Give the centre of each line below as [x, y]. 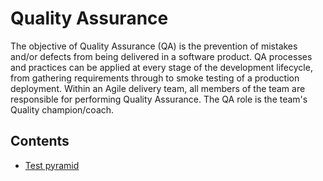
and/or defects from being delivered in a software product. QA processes [161, 56]
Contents [40, 141]
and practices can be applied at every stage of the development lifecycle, [161, 67]
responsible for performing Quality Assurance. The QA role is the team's [159, 99]
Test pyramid [52, 165]
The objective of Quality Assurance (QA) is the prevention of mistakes [154, 46]
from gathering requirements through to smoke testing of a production [155, 78]
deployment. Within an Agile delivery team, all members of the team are [158, 88]
